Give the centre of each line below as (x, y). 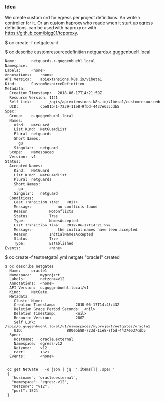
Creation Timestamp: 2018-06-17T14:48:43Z (67, 305)
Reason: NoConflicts (44, 212)
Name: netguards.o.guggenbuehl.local (50, 61)
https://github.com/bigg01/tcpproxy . (42, 33)
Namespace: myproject (35, 275)
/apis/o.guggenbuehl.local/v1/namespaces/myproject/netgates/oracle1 (78, 327)
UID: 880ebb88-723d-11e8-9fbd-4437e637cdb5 (80, 331)
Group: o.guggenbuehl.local (41, 116)
